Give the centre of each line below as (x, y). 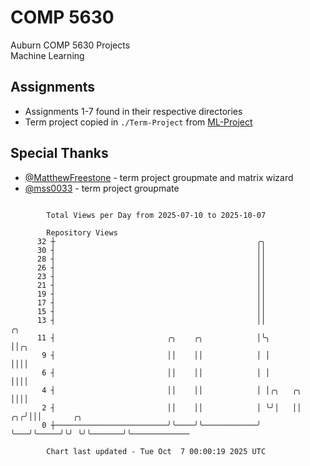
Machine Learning (47, 55)
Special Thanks (59, 153)
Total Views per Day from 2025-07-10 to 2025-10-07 (156, 215)
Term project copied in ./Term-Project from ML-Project (138, 122)
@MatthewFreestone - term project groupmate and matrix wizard (159, 177)
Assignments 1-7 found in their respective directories (133, 111)
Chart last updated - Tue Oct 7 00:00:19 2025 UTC (156, 451)
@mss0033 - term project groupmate (102, 188)
